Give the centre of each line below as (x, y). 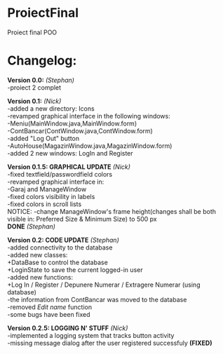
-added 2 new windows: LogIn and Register (70, 153)
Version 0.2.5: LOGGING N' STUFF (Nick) (68, 328)
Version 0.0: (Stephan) (41, 80)
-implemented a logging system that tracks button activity (91, 335)
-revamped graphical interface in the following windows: (89, 116)
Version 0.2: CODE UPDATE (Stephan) (63, 240)
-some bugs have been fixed (49, 314)
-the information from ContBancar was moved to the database (97, 299)
